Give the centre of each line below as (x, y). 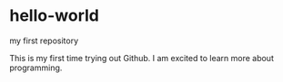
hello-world (55, 16)
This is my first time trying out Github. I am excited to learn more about (142, 58)
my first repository (44, 41)
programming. (36, 68)
